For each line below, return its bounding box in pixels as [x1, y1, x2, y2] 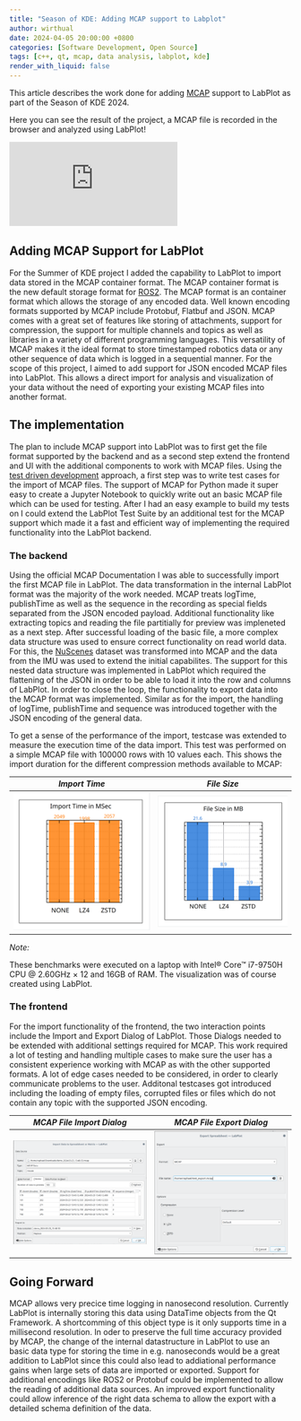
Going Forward [9, 1274, 94, 1289]
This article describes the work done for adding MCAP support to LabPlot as [9, 88, 291, 98]
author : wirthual [9, 23, 74, 33]
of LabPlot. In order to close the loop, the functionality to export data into [9, 684, 279, 694]
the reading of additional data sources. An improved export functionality [9, 1384, 275, 1395]
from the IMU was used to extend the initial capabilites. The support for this [9, 655, 288, 666]
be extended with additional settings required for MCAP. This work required [9, 1040, 288, 1050]
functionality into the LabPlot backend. [9, 527, 152, 537]
